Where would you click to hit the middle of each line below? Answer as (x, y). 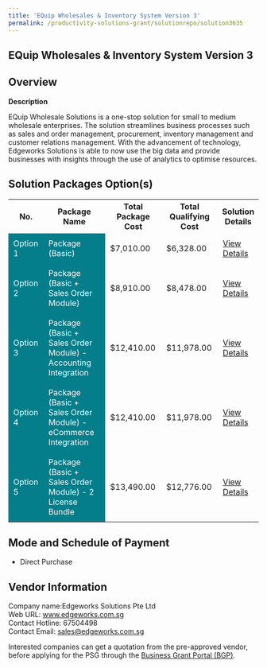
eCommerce (71, 432)
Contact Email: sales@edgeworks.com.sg (76, 631)
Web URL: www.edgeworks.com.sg (66, 615)
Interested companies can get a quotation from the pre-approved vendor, (128, 647)
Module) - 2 (71, 491)
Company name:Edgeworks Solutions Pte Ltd (82, 606)
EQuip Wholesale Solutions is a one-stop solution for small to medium (122, 117)
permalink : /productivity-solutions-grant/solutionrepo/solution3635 (126, 23)
